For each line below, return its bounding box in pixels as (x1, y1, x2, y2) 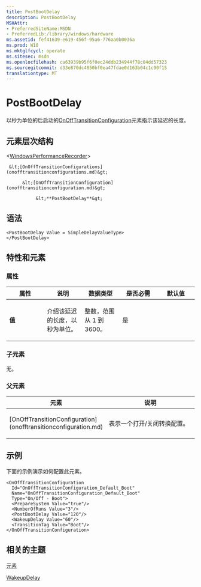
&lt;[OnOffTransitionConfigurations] (8, 164, 103, 170)
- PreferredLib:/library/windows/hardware (6, 31, 114, 37)
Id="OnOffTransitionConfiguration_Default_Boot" (11, 485, 135, 491)
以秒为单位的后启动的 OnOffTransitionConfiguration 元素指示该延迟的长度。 (6, 117, 190, 124)
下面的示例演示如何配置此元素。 (6, 467, 85, 475)
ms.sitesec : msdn (6, 53, 50, 59)
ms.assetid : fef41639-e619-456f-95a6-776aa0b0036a (6, 37, 135, 43)
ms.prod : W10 (6, 43, 39, 49)
